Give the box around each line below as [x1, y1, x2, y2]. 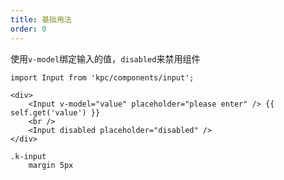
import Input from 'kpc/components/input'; [10, 72, 195, 83]
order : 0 [10, 24, 47, 34]
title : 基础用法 [10, 14, 72, 25]
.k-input [10, 151, 47, 161]
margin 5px [28, 160, 74, 170]
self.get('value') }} [10, 107, 101, 118]
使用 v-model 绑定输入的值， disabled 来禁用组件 [10, 52, 201, 65]
